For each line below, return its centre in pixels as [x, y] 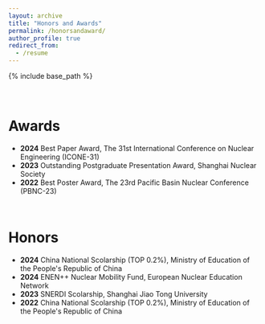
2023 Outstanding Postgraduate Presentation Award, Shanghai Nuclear [138, 165]
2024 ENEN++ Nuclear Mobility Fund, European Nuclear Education [131, 277]
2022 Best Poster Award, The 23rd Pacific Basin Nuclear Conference [134, 183]
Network [35, 285]
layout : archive [35, 16]
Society [33, 174]
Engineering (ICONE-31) [60, 157]
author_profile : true [45, 38]
